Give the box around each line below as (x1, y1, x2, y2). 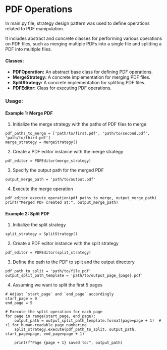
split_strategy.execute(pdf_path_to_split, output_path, (14, 327, 137, 332)
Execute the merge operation (12, 186, 73, 192)
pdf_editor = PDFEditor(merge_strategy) (5, 158, 92, 163)
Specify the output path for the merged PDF (12, 167, 104, 173)
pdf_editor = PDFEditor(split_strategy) (5, 250, 92, 255)
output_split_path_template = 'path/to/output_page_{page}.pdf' (5, 273, 143, 278)
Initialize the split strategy (12, 222, 66, 228)
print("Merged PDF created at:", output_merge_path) (5, 200, 119, 205)
